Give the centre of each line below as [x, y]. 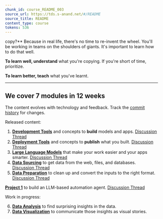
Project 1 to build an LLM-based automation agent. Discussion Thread [75, 187]
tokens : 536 [17, 28]
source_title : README [27, 18]
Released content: [23, 122]
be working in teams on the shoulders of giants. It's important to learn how [80, 47]
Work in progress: [23, 197]
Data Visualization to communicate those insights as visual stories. [79, 211]
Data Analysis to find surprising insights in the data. [64, 206]
